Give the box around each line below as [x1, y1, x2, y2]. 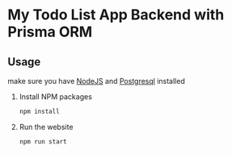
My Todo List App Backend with [7, 6, 225, 24]
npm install [19, 107, 60, 115]
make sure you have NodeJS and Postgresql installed [7, 77, 185, 85]
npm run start [19, 137, 67, 146]
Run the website [19, 122, 74, 131]
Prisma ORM [7, 23, 93, 41]
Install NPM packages [19, 92, 92, 102]
